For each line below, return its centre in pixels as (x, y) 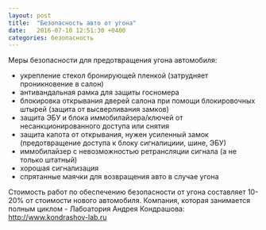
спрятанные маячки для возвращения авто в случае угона (120, 177)
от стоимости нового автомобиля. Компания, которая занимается (138, 201)
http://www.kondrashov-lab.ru (58, 217)
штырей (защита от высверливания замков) (94, 109)
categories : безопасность (51, 38)
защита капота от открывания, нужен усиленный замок (114, 135)
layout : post (30, 15)
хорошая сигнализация (59, 168)
